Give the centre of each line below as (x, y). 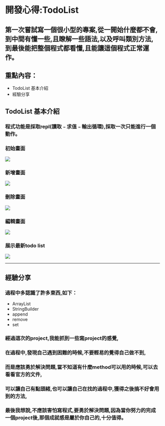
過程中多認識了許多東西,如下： (41, 293)
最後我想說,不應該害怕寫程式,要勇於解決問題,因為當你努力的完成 (81, 410)
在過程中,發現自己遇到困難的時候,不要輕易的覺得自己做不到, (76, 352)
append (20, 314)
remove (20, 319)
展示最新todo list (25, 245)
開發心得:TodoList (42, 10)
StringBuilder (26, 309)
